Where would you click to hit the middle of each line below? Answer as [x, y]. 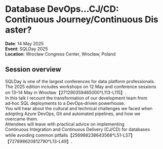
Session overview [33, 70]
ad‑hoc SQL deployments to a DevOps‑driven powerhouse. [65, 103]
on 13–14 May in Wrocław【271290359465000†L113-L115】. [66, 92]
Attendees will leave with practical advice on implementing [65, 124]
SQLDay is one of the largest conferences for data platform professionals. [80, 81]
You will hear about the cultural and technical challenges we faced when [79, 108]
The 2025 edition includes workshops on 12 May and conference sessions [81, 87]
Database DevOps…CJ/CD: [62, 9]
